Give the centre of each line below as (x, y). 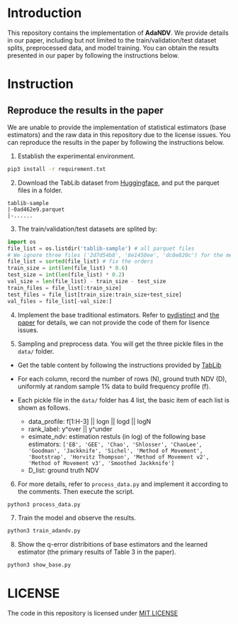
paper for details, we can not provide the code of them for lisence (114, 322)
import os (22, 242)
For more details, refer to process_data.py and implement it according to (123, 483)
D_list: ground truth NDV (63, 470)
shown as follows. (44, 407)
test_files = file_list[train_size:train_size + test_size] (95, 295)
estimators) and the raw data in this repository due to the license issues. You (119, 135)
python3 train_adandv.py (44, 531)
